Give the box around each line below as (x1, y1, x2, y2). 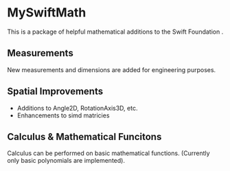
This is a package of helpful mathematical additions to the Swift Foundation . (7, 27, 224, 36)
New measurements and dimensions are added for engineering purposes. (7, 65, 216, 73)
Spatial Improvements (7, 86, 104, 98)
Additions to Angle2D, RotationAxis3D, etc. (16, 104, 138, 112)
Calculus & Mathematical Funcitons (7, 130, 162, 142)
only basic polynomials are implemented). (7, 157, 126, 165)
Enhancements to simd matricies (16, 111, 110, 119)
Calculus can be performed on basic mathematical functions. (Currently (7, 149, 211, 157)
